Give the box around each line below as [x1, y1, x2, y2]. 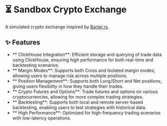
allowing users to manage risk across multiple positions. [12, 73, 128, 79]
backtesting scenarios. [12, 62, 60, 68]
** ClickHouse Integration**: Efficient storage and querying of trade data [12, 51, 162, 57]
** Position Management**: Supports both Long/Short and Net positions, [12, 78, 162, 84]
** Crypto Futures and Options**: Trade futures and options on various [12, 88, 158, 95]
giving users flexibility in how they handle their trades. [12, 83, 124, 89]
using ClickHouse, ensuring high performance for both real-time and [12, 57, 154, 63]
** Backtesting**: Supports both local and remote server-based [12, 99, 143, 105]
